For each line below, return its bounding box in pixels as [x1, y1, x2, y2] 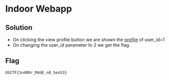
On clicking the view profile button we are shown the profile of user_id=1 [12, 36, 165, 43]
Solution [5, 23, 33, 32]
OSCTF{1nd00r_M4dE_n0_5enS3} [5, 70, 67, 75]
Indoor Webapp [5, 3, 72, 15]
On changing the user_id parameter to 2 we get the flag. [12, 42, 131, 48]
